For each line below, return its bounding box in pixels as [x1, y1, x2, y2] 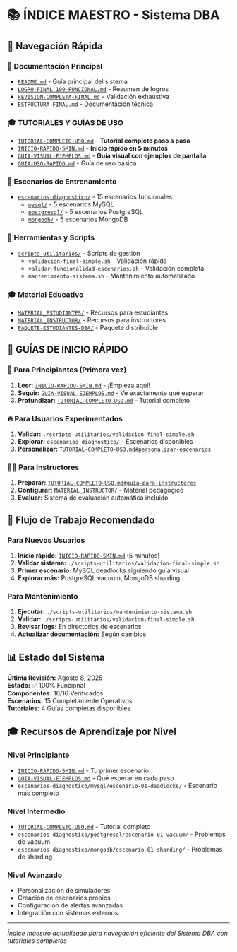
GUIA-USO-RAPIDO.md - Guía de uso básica [17, 159, 137, 168]
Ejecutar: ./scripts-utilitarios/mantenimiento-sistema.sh [17, 607, 193, 616]
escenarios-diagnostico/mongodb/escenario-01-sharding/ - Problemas [17, 845, 223, 854]
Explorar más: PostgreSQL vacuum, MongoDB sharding [17, 574, 181, 582]
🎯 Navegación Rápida [7, 40, 103, 52]
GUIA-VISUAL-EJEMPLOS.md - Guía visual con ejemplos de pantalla [17, 151, 207, 160]
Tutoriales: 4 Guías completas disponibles [7, 704, 131, 712]
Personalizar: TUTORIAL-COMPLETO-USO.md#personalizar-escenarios [17, 445, 212, 454]
